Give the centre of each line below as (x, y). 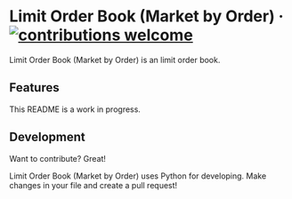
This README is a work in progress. (75, 109)
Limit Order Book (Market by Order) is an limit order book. (115, 60)
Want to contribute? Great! (58, 158)
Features (34, 88)
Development (48, 137)
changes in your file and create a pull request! (93, 185)
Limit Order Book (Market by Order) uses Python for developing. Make (138, 176)
